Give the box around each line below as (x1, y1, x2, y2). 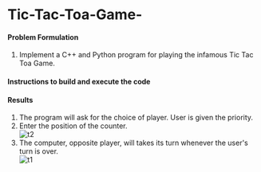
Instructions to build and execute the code (7, 76, 151, 86)
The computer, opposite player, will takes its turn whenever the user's (18, 138, 249, 148)
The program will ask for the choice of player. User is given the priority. (18, 113, 253, 123)
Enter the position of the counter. (18, 121, 129, 131)
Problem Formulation (7, 32, 79, 41)
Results (7, 95, 34, 104)
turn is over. (18, 147, 59, 156)
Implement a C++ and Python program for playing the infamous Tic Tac (18, 50, 254, 60)
